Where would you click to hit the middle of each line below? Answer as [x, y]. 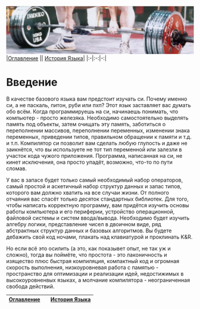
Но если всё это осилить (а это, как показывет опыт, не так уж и [88, 248]
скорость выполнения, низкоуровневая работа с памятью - [82, 267]
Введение [32, 82]
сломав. [17, 168]
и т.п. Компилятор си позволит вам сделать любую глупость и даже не [97, 143]
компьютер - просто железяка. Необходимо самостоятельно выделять [97, 118]
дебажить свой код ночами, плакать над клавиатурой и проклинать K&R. [99, 237]
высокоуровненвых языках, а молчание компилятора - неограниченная [98, 280]
